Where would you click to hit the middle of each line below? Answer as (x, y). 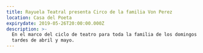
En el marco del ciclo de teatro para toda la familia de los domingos (105, 35)
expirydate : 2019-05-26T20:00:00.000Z (55, 23)
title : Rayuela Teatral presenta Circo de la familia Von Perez (89, 12)
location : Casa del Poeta (39, 18)
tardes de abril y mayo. (43, 40)
